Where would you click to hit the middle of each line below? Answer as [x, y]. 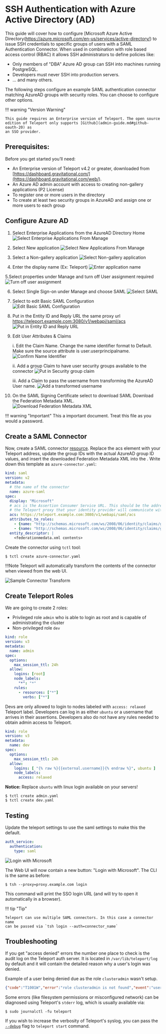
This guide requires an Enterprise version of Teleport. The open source [83, 118]
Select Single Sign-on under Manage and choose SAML [69, 291]
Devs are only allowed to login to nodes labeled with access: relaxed [75, 706]
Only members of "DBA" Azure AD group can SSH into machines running [86, 64]
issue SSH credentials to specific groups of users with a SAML [69, 44]
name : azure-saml [27, 492]
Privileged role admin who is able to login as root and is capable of [79, 618]
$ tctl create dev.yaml [30, 801]
